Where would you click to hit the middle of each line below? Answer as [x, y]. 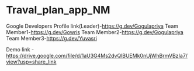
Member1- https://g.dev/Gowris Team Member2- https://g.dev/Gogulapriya [95, 32]
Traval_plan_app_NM [58, 10]
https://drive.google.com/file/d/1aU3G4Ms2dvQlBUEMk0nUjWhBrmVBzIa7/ [97, 55]
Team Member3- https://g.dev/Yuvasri [52, 38]
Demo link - [20, 49]
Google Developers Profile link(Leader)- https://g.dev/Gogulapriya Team [92, 26]
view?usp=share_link [31, 62]
